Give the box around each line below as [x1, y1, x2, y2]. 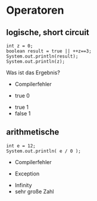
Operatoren [6, 4, 64, 17]
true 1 [14, 103, 29, 111]
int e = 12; [6, 143, 36, 149]
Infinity [14, 181, 32, 189]
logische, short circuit [6, 27, 89, 37]
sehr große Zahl [14, 188, 54, 195]
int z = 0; [6, 43, 33, 49]
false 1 [14, 110, 31, 117]
